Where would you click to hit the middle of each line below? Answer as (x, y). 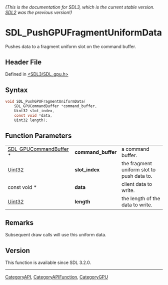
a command (135, 149)
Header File (23, 62)
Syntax (16, 90)
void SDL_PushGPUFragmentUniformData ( (45, 102)
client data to (137, 184)
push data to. (137, 176)
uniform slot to (139, 170)
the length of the (141, 199)
